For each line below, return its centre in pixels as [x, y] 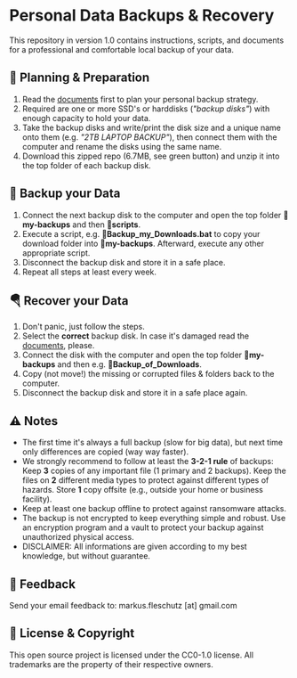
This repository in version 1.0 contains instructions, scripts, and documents [147, 40]
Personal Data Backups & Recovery [142, 16]
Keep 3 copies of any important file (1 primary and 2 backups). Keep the [154, 471]
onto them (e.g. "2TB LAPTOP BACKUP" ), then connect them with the [149, 137]
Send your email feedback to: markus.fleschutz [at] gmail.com [123, 605]
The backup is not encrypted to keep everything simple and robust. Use [154, 519]
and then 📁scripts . [106, 225]
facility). [37, 499]
